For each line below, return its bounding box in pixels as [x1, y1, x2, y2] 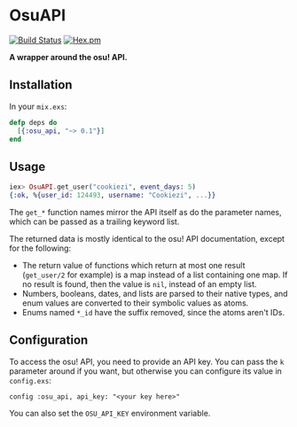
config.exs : [9, 375, 51, 385]
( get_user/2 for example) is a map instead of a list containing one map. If [21, 269, 288, 280]
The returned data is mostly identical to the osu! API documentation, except [9, 233, 285, 244]
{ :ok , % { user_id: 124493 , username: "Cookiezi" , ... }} [9, 191, 216, 200]
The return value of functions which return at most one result [21, 260, 246, 270]
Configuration [9, 333, 89, 348]
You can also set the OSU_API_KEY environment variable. [9, 408, 211, 418]
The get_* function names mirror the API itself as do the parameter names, [9, 206, 282, 217]
